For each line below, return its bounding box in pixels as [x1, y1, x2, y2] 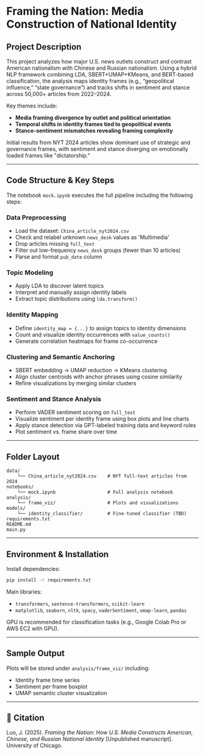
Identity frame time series [15, 676, 81, 683]
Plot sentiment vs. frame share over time [15, 428, 118, 435]
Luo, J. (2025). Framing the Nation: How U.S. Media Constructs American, [6, 729, 193, 736]
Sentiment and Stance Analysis [6, 394, 102, 403]
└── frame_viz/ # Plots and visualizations [17, 500, 179, 506]
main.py [6, 527, 26, 533]
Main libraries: [6, 588, 42, 595]
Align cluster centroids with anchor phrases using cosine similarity [15, 373, 182, 380]
